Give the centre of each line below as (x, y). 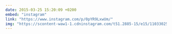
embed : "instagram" (26, 14)
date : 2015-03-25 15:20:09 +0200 (41, 10)
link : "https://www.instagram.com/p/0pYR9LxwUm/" (59, 19)
